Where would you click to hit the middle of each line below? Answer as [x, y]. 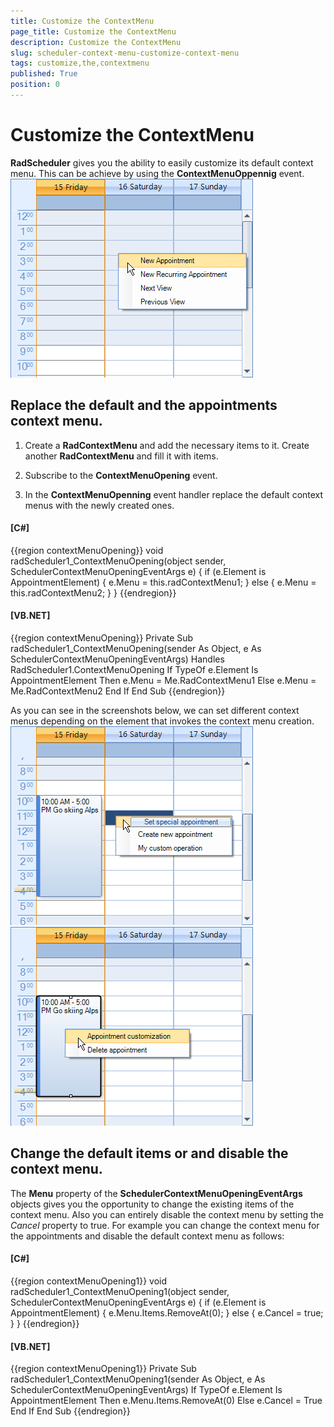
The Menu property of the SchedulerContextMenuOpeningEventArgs [156, 1193]
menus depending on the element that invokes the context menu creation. [162, 721]
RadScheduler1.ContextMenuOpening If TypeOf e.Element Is [134, 670]
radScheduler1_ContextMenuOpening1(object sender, [120, 1292]
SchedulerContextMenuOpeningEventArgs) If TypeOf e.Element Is [146, 1390]
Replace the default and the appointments [144, 405]
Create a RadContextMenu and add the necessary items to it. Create [167, 445]
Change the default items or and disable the [149, 1153]
